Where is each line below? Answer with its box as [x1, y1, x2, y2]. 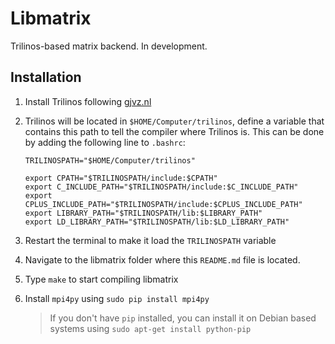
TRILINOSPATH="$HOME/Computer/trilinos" [24, 155, 196, 166]
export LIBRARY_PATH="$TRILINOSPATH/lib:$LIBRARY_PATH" [24, 208, 263, 218]
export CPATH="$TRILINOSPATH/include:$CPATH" [24, 173, 218, 183]
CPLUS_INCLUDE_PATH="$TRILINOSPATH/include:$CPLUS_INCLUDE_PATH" [24, 199, 303, 209]
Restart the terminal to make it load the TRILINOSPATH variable [24, 234, 277, 246]
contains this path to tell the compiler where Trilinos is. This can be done [24, 125, 325, 137]
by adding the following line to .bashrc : [24, 136, 186, 148]
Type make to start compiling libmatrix [24, 273, 179, 285]
